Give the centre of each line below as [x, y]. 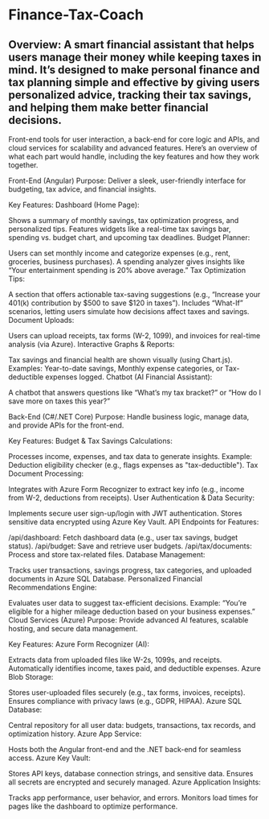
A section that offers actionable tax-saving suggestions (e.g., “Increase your [134, 294]
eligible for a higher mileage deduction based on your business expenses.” [132, 611]
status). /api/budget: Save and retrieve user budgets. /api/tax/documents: [130, 546]
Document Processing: [46, 474]
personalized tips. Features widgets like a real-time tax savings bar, [120, 229]
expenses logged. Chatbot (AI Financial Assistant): [129, 377]
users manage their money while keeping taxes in [135, 57]
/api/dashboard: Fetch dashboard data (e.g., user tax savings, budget [123, 538]
